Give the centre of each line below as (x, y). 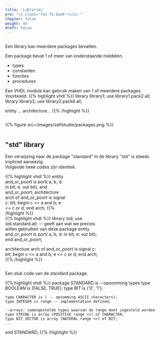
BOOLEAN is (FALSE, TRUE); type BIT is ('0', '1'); (54, 288)
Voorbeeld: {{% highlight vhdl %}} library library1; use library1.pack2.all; (78, 96)
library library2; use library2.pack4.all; (44, 101)
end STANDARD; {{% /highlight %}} (41, 332)
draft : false (18, 28)
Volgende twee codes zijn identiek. (41, 167)
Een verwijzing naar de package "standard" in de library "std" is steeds (77, 156)
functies (21, 76)
